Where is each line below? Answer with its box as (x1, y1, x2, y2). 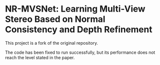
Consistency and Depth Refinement (5, 24, 153, 35)
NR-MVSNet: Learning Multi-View (5, 3, 145, 15)
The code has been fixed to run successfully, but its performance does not (5, 49, 155, 55)
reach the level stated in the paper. (5, 54, 75, 60)
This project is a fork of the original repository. (5, 40, 99, 46)
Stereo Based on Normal (5, 14, 106, 25)
